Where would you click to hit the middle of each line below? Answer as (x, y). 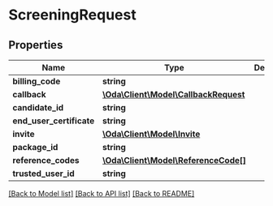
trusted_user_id (43, 174)
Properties (36, 45)
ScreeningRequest (72, 15)
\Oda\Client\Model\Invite (151, 134)
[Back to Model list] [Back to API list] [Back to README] (102, 193)
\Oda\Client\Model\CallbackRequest (173, 94)
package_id (35, 147)
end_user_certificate (54, 121)
